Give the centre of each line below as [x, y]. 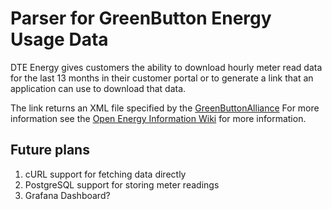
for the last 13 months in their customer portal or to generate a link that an [162, 78]
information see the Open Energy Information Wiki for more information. [158, 118]
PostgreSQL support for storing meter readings [122, 184]
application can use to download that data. [98, 88]
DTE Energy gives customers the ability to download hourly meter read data [166, 67]
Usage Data [59, 39]
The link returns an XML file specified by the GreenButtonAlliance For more [165, 108]
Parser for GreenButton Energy [141, 18]
